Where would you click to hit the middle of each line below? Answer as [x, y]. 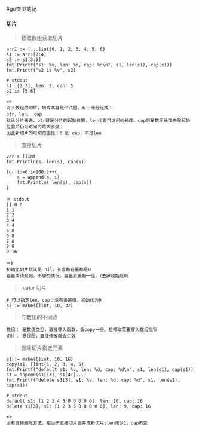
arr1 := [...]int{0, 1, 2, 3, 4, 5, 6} [56, 50]
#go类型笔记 [22, 9]
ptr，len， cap [24, 114]
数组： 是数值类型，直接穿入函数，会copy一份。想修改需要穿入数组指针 [82, 330]
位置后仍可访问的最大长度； [35, 127]
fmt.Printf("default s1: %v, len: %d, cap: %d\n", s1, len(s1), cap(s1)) [100, 370]
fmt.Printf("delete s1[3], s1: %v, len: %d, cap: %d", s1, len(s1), [93, 380]
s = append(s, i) [39, 177]
